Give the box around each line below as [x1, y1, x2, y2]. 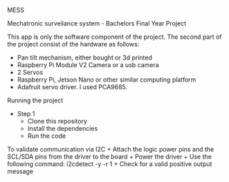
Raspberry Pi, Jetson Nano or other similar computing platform [17, 75, 196, 84]
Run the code [27, 131, 66, 140]
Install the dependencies [27, 125, 98, 132]
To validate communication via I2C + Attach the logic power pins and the [7, 145, 214, 153]
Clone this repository [27, 117, 88, 125]
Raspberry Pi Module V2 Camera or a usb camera [17, 61, 159, 69]
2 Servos [17, 69, 44, 76]
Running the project [7, 96, 64, 104]
